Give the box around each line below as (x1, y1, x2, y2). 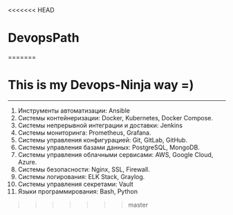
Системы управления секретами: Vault (17, 180, 133, 188)
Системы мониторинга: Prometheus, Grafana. (17, 128, 151, 137)
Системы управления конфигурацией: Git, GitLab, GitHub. (17, 135, 188, 144)
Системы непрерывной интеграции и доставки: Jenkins (17, 121, 183, 129)
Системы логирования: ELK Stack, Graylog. (17, 172, 145, 180)
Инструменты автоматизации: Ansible (17, 106, 131, 115)
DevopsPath (8, 30, 80, 46)
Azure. (17, 158, 37, 166)
